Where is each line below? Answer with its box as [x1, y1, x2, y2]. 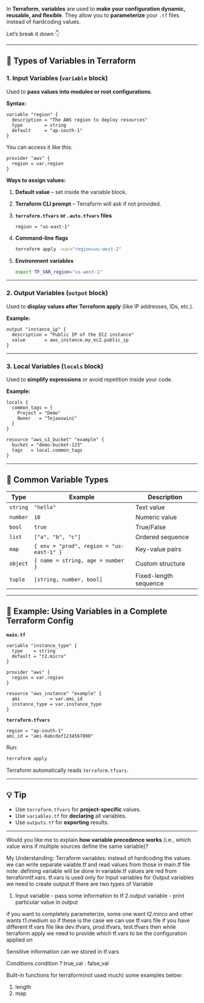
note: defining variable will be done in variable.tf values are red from [6, 867, 177, 875]
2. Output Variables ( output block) [6, 289, 108, 297]
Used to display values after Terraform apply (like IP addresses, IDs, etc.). [6, 302, 194, 310]
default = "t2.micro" [12, 653, 67, 659]
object [9, 560, 29, 567]
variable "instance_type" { [6, 642, 78, 648]
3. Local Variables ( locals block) [6, 362, 104, 370]
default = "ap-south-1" [12, 127, 83, 133]
